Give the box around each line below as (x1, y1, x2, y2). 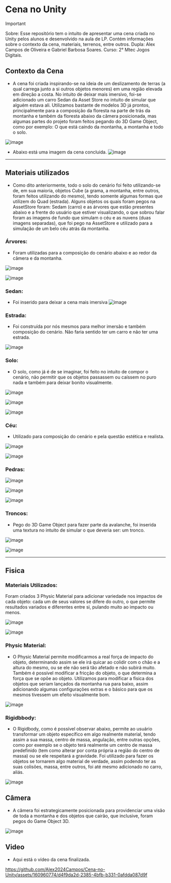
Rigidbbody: (5, 714, 37, 721)
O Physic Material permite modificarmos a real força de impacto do (12, 653, 154, 660)
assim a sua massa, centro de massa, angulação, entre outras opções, (12, 736, 161, 743)
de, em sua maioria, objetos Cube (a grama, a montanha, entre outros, (12, 187, 160, 193)
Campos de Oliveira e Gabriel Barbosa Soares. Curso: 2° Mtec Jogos (5, 46, 150, 53)
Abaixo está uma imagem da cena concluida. (12, 149, 107, 155)
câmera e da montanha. (12, 255, 63, 261)
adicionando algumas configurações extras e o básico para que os (12, 686, 153, 692)
